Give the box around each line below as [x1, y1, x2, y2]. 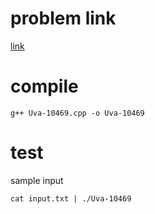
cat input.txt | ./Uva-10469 [10, 193, 132, 204]
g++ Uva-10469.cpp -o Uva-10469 [10, 108, 145, 118]
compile [10, 75, 79, 98]
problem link [10, 7, 117, 30]
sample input [10, 174, 64, 186]
